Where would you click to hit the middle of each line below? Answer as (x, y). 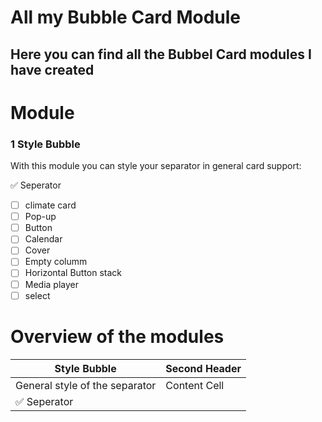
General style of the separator (86, 385)
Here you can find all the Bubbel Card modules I (161, 54)
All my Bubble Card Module (126, 17)
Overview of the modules (117, 336)
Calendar (43, 239)
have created (52, 69)
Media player (51, 284)
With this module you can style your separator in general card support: (156, 166)
